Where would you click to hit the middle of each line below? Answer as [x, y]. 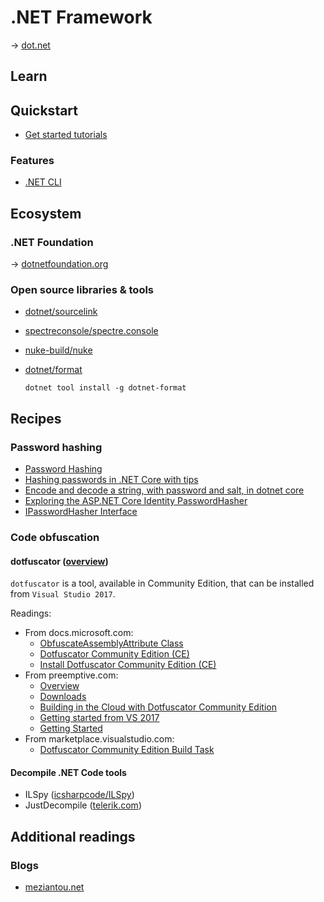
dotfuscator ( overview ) [59, 561]
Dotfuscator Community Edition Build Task [127, 750]
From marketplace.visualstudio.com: [99, 739]
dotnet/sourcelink [61, 312]
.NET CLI [43, 182]
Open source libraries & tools [82, 290]
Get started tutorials [66, 135]
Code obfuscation [55, 538]
